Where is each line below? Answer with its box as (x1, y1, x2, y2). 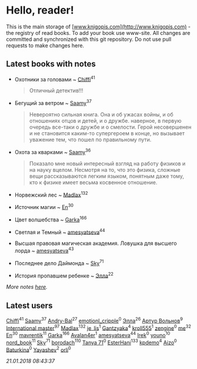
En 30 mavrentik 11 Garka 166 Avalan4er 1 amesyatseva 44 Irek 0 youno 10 (6, 331, 171, 339)
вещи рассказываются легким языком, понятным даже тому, (29, 172, 184, 179)
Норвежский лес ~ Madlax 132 (14, 190, 88, 198)
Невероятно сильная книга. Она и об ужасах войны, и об (29, 111, 173, 118)
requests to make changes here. (6, 42, 84, 49)
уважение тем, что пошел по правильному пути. (29, 136, 152, 143)
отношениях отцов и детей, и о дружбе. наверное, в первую (29, 117, 182, 125)
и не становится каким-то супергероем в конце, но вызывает (29, 130, 185, 137)
